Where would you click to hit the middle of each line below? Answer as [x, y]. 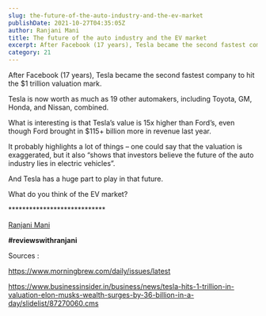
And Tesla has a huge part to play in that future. [86, 179]
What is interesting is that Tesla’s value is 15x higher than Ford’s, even [122, 123]
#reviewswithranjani [43, 240]
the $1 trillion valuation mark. [55, 83]
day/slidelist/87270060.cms [53, 303]
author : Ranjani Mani [44, 30]
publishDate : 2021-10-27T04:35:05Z [67, 23]
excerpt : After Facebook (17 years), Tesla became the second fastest [127, 45]
